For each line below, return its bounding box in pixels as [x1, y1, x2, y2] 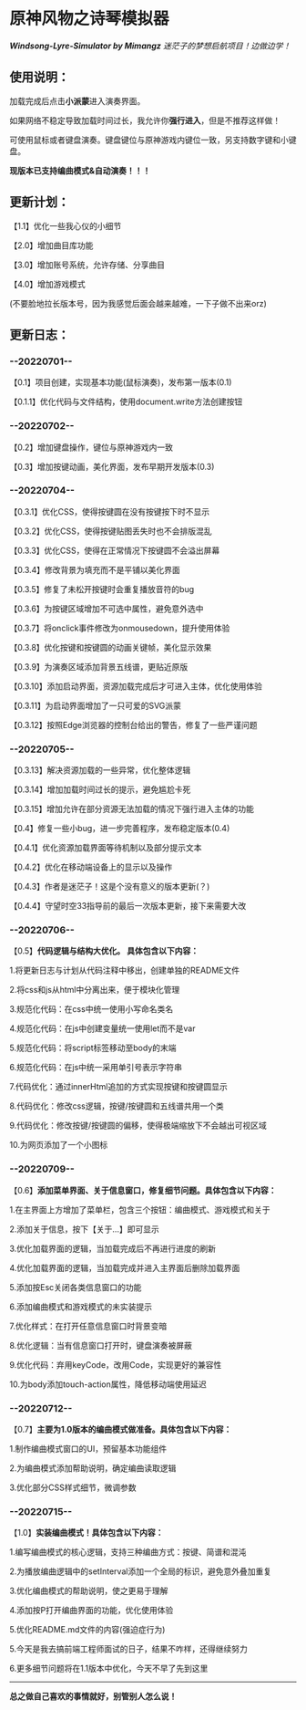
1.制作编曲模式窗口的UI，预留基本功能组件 [9, 1444, 167, 1455]
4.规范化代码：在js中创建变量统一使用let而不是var [9, 1023, 196, 1034]
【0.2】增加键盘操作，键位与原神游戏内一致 [9, 442, 174, 453]
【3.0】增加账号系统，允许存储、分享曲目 [9, 259, 166, 270]
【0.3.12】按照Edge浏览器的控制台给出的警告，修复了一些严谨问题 [9, 719, 258, 730]
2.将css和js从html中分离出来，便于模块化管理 [9, 985, 180, 996]
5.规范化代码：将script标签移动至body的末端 [9, 1042, 177, 1054]
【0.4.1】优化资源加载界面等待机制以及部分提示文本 [9, 842, 202, 853]
